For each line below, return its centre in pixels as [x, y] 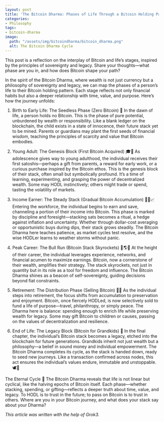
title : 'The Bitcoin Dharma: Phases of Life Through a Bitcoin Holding [79, 14]
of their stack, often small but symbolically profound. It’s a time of [78, 174]
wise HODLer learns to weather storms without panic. [66, 238]
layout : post [18, 10]
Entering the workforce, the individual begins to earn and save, [75, 206]
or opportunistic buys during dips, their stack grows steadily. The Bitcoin [85, 227]
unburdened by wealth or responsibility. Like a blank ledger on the [79, 121]
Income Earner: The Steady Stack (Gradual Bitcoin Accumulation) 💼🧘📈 [83, 199]
